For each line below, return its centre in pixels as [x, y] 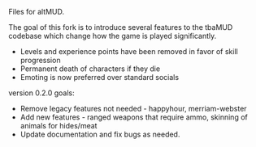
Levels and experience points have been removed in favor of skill [129, 51]
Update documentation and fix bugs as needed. [100, 134]
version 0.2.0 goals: [41, 93]
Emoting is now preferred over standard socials [100, 77]
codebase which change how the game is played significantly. [113, 36]
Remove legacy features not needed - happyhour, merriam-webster [133, 109]
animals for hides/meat [59, 126]
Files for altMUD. [37, 12]
